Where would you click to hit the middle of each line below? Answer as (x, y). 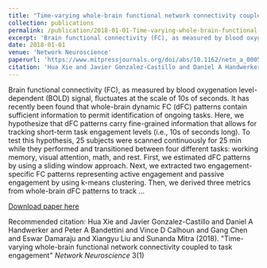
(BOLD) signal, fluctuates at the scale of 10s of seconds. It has (147, 98)
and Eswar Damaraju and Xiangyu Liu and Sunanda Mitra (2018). (114, 238)
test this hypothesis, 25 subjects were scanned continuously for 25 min (125, 140)
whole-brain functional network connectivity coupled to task (133, 247)
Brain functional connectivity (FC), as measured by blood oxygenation (123, 90)
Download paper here (44, 206)
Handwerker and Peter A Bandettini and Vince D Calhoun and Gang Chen (128, 230)
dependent (26, 98)
